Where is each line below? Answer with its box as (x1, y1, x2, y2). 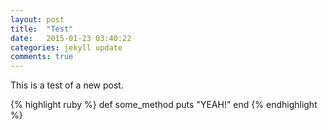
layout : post (10, 14, 65, 25)
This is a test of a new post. (10, 79, 124, 91)
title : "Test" (10, 24, 74, 34)
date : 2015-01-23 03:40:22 (10, 33, 132, 43)
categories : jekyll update (10, 42, 123, 53)
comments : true (10, 52, 74, 62)
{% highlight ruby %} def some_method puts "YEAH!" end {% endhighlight (10, 99, 318, 111)
